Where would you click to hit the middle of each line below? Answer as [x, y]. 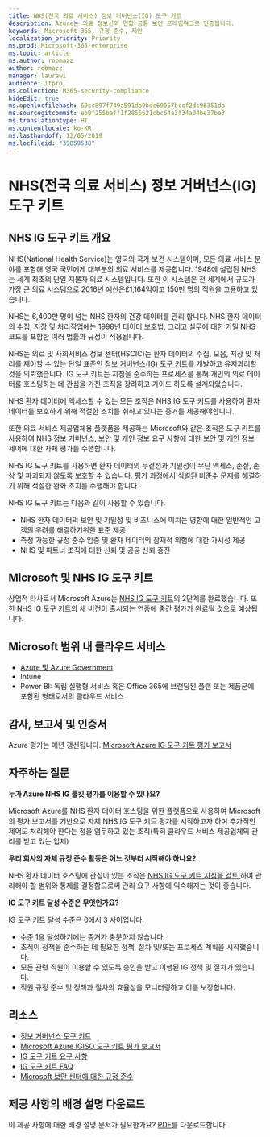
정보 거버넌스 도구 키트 [56, 1035]
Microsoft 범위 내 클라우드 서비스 [87, 647]
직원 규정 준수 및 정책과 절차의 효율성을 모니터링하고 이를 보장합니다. [127, 987]
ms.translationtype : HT [48, 121]
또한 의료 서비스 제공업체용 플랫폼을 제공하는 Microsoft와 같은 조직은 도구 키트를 [135, 428]
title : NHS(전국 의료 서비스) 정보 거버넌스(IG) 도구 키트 [95, 16]
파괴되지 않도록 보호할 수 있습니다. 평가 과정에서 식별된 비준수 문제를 [133, 475]
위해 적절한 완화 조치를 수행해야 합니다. [78, 485]
